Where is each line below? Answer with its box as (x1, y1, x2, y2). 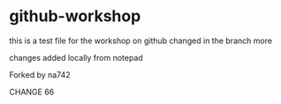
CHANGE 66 (9, 86, 55, 97)
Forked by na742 (9, 69, 71, 80)
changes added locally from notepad (9, 52, 143, 63)
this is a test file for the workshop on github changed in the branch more (9, 35, 272, 46)
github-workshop (9, 6, 141, 26)
